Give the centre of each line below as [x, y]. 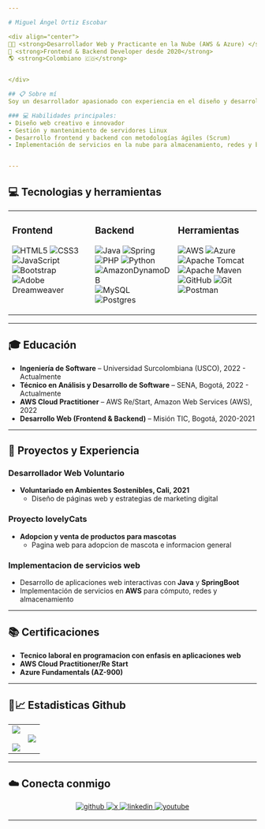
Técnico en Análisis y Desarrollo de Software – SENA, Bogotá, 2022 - [134, 384]
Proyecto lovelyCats [48, 520]
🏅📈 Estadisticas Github [67, 705]
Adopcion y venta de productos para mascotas [98, 536]
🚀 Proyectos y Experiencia [74, 451]
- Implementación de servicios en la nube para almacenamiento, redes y [130, 145]
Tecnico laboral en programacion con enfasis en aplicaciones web [130, 655]
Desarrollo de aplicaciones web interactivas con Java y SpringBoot [129, 582]
